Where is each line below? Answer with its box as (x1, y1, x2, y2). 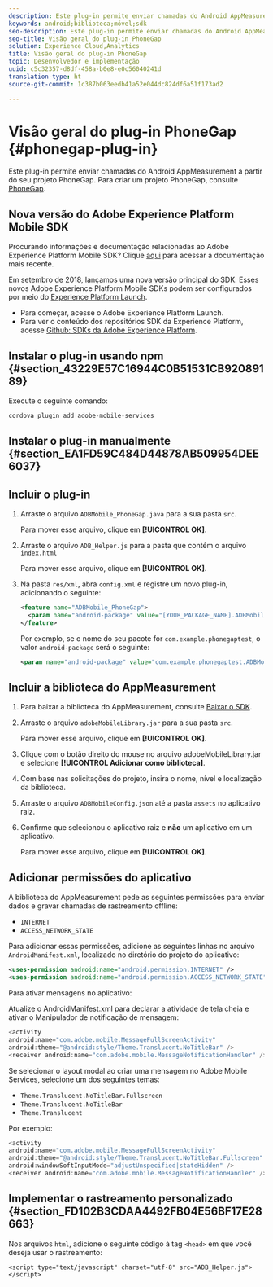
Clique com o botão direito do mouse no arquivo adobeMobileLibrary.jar (19, 749, 262, 759)
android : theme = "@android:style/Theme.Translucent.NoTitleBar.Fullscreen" (8, 1154, 264, 1162)
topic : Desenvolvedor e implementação (8, 58, 140, 66)
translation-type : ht (8, 72, 82, 81)
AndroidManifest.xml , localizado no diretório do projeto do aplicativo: (8, 950, 240, 960)
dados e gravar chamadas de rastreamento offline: (8, 901, 179, 911)
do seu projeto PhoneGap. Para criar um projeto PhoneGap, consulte (8, 175, 238, 185)
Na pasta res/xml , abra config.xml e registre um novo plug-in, (19, 579, 228, 589)
